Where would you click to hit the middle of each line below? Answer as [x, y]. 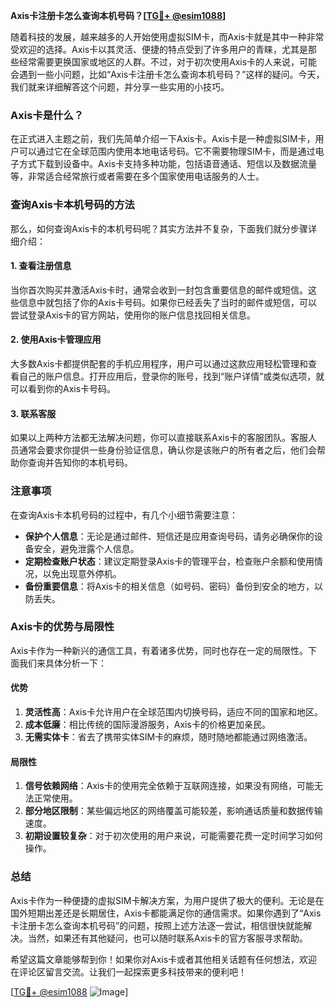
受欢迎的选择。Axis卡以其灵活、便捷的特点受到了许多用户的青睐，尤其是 [159, 49]
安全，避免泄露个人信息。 [86, 548]
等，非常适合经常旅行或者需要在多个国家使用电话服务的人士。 [137, 176]
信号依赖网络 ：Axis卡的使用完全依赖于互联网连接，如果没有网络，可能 [169, 786]
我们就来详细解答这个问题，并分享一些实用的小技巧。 [120, 87]
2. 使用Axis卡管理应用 [56, 340]
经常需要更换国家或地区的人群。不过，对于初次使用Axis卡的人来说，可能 [168, 62]
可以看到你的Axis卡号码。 [63, 388]
